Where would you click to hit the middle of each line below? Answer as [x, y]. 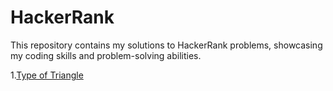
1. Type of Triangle [47, 75]
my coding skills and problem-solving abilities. [106, 55]
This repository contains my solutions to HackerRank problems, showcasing [166, 45]
